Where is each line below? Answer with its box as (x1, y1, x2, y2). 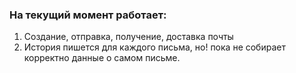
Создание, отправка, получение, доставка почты (23, 31, 234, 43)
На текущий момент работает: (9, 8, 167, 22)
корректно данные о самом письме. (23, 52, 181, 64)
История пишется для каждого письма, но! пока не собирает (23, 41, 286, 53)
